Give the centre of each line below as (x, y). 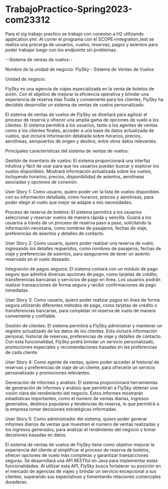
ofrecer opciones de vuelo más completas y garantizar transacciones (77, 455)
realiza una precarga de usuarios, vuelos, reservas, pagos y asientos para (81, 44)
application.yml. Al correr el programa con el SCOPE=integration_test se (80, 39)
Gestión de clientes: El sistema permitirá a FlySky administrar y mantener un (84, 325)
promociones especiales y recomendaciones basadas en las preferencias (81, 347)
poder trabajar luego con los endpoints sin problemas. (61, 50)
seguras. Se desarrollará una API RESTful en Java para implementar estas (81, 460)
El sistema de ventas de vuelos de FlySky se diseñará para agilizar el (76, 114)
